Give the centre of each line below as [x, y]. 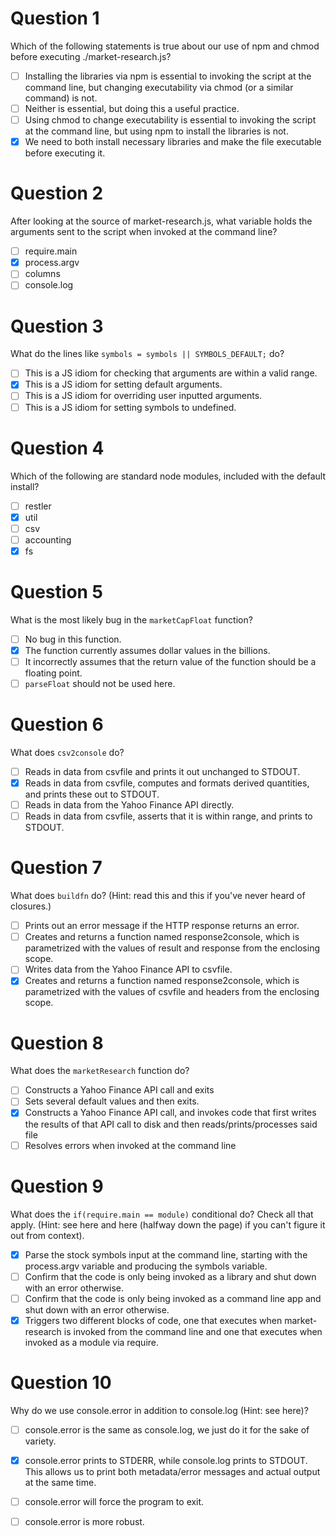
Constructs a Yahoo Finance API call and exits [119, 1090]
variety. [40, 1441]
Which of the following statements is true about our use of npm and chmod [165, 46]
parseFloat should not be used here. [100, 683]
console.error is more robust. [84, 1521]
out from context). [47, 1235]
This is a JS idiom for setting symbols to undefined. [130, 407]
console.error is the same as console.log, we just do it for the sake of [167, 1429]
